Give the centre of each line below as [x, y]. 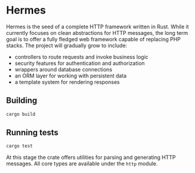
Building [22, 101]
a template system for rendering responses [67, 82]
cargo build [21, 114]
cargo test [19, 146]
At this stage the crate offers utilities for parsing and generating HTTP [91, 158]
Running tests [32, 133]
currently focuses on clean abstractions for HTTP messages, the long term [97, 32]
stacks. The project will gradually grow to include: [67, 45]
